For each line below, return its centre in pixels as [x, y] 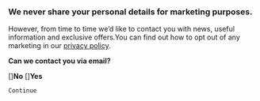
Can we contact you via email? [59, 61]
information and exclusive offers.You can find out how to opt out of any [124, 37]
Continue [23, 91]
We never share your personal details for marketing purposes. [130, 12]
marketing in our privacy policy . [59, 46]
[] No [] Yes [25, 77]
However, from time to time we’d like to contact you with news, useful [122, 29]
